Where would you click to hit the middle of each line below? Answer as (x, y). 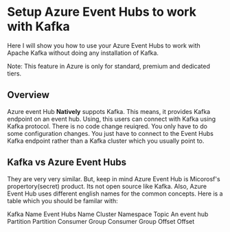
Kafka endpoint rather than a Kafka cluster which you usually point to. (106, 141)
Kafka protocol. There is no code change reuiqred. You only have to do (107, 126)
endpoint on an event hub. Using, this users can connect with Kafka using (112, 119)
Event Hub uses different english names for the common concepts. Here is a (115, 194)
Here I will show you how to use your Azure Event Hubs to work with (104, 45)
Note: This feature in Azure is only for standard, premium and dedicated (109, 66)
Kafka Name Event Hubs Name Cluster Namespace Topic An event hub (108, 214)
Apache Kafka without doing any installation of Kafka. (83, 53)
